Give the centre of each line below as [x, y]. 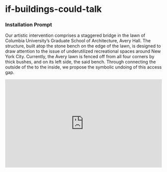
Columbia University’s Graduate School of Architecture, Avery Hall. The [78, 41]
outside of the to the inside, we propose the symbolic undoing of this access [83, 67]
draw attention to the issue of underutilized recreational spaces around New [83, 51]
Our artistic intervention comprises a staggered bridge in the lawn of [75, 35]
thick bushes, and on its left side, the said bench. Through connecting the [81, 62]
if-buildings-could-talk [53, 9]
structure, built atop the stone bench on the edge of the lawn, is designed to [83, 46]
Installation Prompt [29, 25]
